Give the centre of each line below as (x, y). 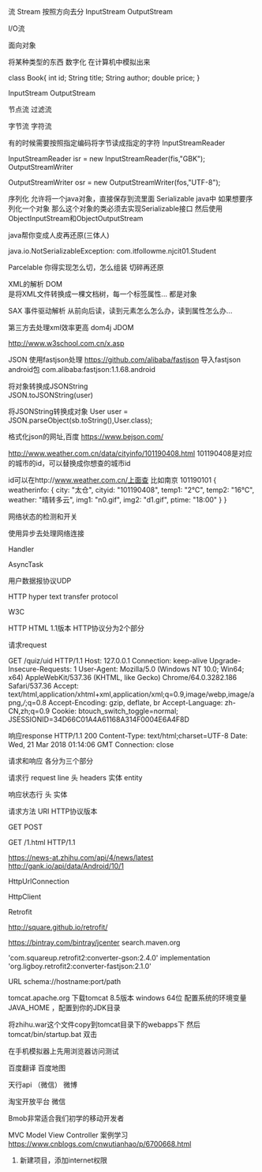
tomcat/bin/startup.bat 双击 (52, 1034)
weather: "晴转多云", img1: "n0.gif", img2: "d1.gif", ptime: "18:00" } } (118, 500)
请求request (28, 645)
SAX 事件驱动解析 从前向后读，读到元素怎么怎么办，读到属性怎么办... (120, 311)
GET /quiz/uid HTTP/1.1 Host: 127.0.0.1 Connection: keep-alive (108, 661)
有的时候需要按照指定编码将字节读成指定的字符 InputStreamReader (117, 143)
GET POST (26, 827)
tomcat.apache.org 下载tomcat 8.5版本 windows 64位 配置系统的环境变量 (127, 998)
